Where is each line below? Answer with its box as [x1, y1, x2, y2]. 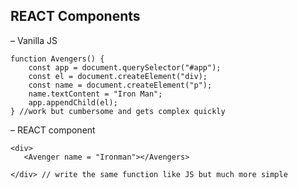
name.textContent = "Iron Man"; [28, 89, 163, 99]
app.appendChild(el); [28, 97, 118, 108]
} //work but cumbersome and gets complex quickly [10, 106, 226, 116]
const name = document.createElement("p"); [28, 80, 213, 90]
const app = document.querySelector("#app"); [28, 62, 222, 73]
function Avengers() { [10, 54, 105, 64]
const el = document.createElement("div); [28, 71, 208, 81]
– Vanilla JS [10, 34, 58, 46]
